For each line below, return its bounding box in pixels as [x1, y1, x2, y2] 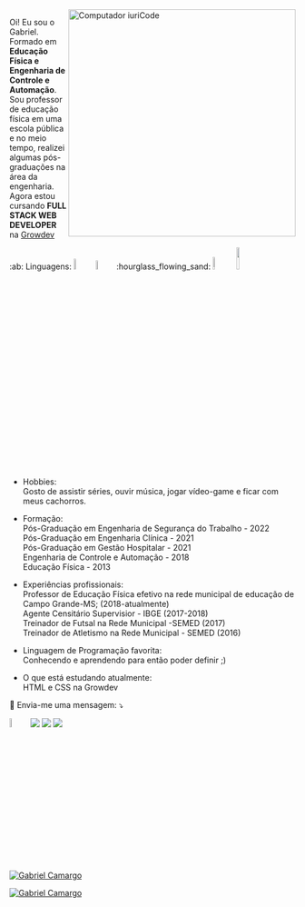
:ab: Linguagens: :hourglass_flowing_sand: [9, 261, 212, 272]
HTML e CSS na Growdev [22, 682, 119, 693]
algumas [9, 152, 42, 163]
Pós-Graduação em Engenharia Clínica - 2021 [22, 533, 194, 543]
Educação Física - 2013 [22, 562, 111, 572]
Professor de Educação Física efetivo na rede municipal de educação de [22, 589, 295, 599]
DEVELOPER [9, 220, 57, 230]
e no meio [9, 133, 47, 144]
